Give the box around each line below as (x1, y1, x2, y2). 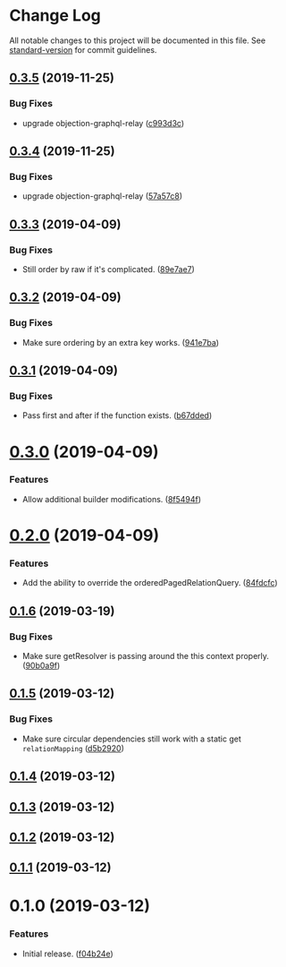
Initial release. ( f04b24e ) (21, 948, 114, 959)
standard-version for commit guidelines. (9, 44, 157, 55)
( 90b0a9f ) (21, 660, 61, 672)
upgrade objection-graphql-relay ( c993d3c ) (21, 117, 185, 128)
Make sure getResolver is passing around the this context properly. (21, 651, 270, 662)
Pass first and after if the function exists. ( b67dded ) (21, 410, 213, 421)
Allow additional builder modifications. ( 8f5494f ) (21, 493, 202, 504)
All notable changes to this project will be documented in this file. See (9, 35, 266, 46)
